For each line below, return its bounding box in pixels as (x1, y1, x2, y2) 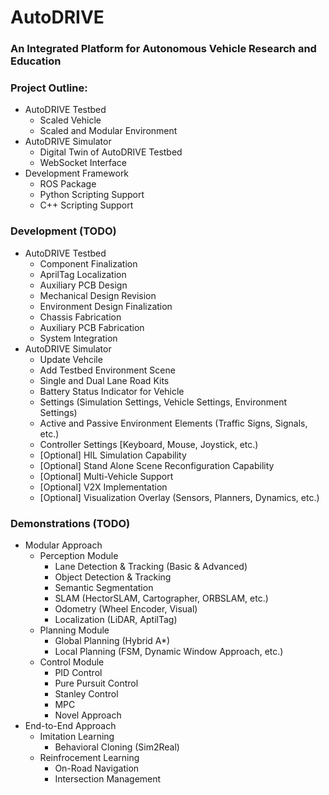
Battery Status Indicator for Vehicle (39, 385, 185, 397)
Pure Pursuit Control (54, 677, 139, 689)
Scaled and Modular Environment (39, 125, 178, 137)
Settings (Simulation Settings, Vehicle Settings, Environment (39, 396, 288, 408)
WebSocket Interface (39, 157, 127, 169)
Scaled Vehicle (39, 114, 102, 126)
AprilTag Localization (39, 268, 127, 280)
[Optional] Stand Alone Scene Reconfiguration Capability (39, 459, 275, 471)
